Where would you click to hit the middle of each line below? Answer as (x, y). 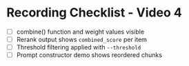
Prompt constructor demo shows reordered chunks (89, 55)
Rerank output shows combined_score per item (82, 40)
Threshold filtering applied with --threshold (79, 47)
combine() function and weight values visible (80, 32)
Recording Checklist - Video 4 (94, 13)
